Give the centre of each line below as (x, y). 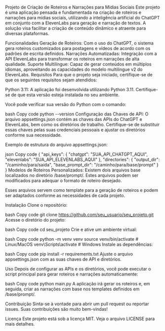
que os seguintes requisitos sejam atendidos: (51, 80)
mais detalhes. (20, 324)
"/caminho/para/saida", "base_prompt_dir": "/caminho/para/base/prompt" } (82, 165)
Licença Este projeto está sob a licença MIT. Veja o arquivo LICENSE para (80, 319)
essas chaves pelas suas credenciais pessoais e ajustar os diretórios (75, 130)
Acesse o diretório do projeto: (35, 220)
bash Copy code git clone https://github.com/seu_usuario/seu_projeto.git (80, 215)
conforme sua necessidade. (34, 135)
